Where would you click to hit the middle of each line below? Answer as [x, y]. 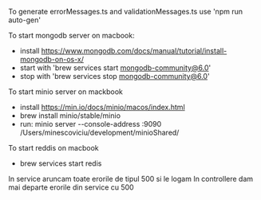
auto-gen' [25, 20]
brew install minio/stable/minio [70, 116]
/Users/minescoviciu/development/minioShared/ [99, 132]
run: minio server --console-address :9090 [91, 124]
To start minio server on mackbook [66, 92]
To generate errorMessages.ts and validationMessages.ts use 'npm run [126, 12]
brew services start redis [61, 163]
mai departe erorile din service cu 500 [71, 187]
